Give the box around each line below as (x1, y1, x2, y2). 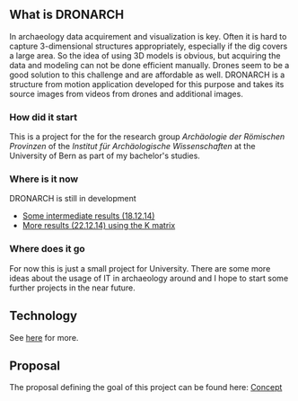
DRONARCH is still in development (9, 193, 136, 204)
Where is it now (9, 173, 79, 185)
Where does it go (9, 243, 85, 255)
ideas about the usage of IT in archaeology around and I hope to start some (9, 272, 289, 283)
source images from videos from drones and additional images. (9, 88, 244, 99)
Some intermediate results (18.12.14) (22, 210, 155, 221)
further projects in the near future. (9, 282, 136, 293)
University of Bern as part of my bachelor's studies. (9, 150, 200, 161)
